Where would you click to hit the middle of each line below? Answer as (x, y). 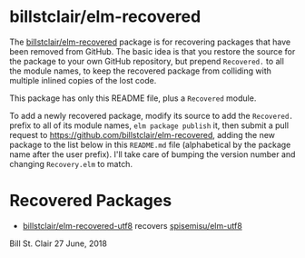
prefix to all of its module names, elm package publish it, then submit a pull (149, 125)
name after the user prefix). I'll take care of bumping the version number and (152, 154)
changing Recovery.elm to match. (71, 164)
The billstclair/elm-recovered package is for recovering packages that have (150, 42)
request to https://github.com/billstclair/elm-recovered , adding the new (142, 134)
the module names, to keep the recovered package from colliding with (141, 71)
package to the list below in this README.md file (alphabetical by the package (150, 144)
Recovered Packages (91, 201)
